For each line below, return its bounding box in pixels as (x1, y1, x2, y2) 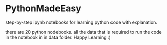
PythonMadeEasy (5, 3, 82, 14)
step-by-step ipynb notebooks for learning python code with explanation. (5, 19, 158, 25)
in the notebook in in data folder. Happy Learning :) (5, 34, 111, 40)
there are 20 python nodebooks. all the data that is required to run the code (5, 29, 162, 35)
